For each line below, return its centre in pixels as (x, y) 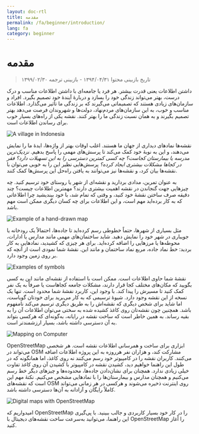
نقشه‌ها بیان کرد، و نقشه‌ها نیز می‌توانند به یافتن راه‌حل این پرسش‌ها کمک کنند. (92, 171)
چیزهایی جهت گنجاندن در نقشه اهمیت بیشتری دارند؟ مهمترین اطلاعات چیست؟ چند (98, 189)
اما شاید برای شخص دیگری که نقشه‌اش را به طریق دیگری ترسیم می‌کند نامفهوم (94, 304)
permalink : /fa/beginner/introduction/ (56, 23)
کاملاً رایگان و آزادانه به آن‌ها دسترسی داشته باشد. (61, 390)
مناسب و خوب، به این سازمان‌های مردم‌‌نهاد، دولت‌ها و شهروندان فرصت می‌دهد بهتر (98, 110)
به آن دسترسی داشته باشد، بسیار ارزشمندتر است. (62, 323)
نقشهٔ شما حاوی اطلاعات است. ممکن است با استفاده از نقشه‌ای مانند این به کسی (97, 279)
